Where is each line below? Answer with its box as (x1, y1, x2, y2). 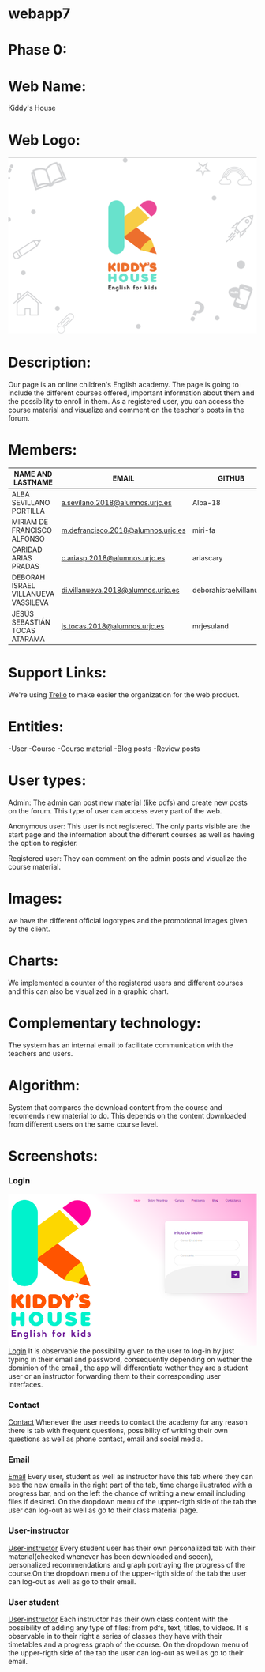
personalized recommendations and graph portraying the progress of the (8, 1560, 246, 1569)
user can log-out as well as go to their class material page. (8, 1505, 199, 1515)
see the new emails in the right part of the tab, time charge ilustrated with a (8, 1480, 252, 1490)
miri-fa (192, 525, 216, 534)
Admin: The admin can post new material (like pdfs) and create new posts (8, 798, 248, 807)
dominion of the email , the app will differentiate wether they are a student (8, 1363, 248, 1372)
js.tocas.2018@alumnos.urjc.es (61, 621, 165, 631)
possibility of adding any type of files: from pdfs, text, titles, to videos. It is (8, 1622, 249, 1632)
